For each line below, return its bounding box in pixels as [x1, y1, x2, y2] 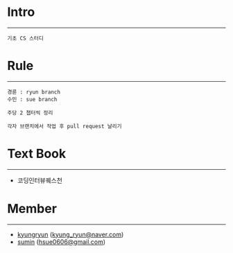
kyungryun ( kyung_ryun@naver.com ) [17, 230, 124, 238]
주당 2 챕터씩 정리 [7, 109, 53, 116]
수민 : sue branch [7, 96, 58, 103]
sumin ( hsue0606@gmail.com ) [17, 237, 106, 246]
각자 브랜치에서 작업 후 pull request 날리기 [7, 123, 122, 130]
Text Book [7, 146, 67, 162]
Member [7, 201, 58, 216]
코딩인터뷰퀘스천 [17, 176, 62, 184]
